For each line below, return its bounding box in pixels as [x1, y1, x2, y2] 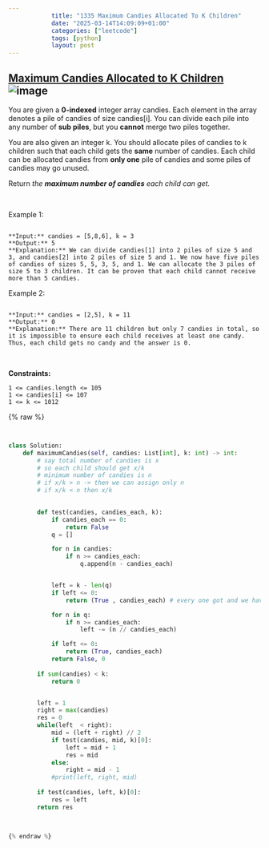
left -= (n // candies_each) [79, 626, 178, 634]
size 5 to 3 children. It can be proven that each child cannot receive [8, 267, 256, 275]
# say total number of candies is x [37, 456, 159, 465]
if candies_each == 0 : [50, 515, 127, 523]
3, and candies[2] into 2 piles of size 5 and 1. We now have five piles [8, 253, 260, 261]
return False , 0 [50, 655, 106, 664]
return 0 [50, 677, 81, 685]
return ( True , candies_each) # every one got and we [65, 596, 249, 604]
